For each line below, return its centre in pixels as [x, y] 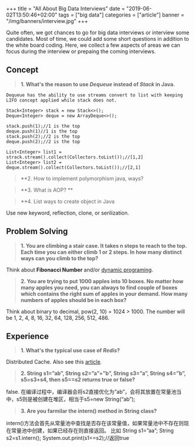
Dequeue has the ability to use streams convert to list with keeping [95, 95]
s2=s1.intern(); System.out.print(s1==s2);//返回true [68, 438]
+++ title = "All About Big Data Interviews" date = [66, 9]
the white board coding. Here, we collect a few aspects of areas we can [93, 45]
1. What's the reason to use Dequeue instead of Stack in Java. [98, 84]
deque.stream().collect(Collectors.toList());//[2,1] [74, 167]
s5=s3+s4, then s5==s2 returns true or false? [78, 380]
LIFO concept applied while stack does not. [62, 100]
